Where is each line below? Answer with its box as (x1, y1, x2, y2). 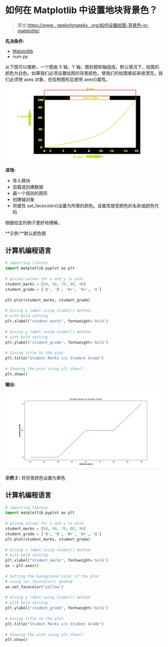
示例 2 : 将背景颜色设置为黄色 (5, 474, 66, 480)
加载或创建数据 (12, 184, 43, 190)
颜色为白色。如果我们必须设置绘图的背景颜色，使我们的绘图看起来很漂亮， (5, 70, 158, 76)
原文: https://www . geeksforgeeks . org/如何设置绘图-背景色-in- (17, 22, 149, 28)
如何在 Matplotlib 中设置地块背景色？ (5, 5, 158, 16)
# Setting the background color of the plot (5, 574, 99, 579)
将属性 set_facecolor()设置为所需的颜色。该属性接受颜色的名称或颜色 (12, 203, 154, 209)
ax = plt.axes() (5, 563, 39, 568)
